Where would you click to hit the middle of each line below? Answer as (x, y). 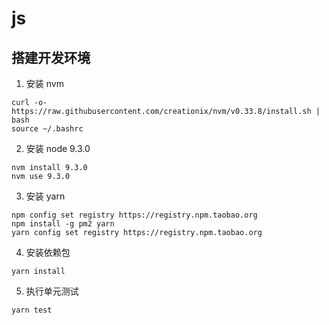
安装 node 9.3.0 (58, 148)
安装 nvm (44, 83)
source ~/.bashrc (47, 129)
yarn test (32, 310)
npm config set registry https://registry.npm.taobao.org (134, 215)
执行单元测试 (52, 291)
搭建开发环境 (51, 57)
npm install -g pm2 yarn (63, 224)
